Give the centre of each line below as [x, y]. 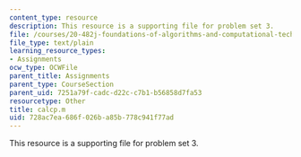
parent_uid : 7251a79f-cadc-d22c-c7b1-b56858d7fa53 [106, 92]
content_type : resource [54, 17]
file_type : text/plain [52, 43]
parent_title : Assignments [60, 76]
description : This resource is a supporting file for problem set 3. [142, 26]
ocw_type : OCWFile [43, 68]
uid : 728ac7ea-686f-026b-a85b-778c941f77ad [92, 118]
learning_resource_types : [57, 51]
